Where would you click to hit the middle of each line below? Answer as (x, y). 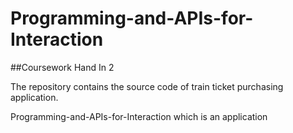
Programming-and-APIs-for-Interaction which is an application (139, 116)
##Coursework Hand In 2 (62, 67)
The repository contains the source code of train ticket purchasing (147, 86)
